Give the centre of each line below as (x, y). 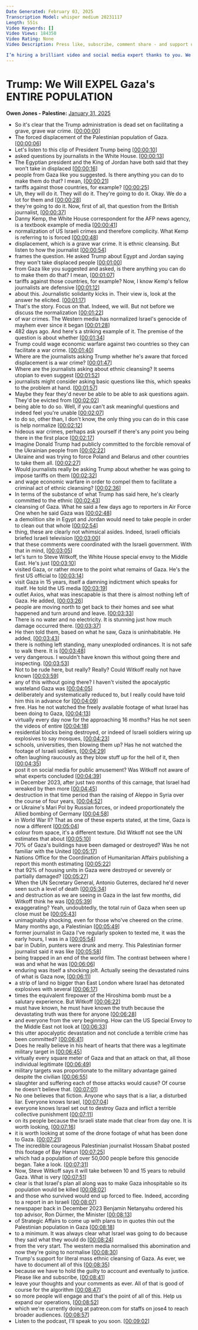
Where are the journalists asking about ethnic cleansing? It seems (95, 368)
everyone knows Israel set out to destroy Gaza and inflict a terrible (95, 1108)
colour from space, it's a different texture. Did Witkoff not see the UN (98, 832)
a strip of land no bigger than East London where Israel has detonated (99, 983)
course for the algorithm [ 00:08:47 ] (58, 1289)
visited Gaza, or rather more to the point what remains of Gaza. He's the (102, 569)
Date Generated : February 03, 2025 (50, 11)
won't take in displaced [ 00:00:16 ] (56, 168)
